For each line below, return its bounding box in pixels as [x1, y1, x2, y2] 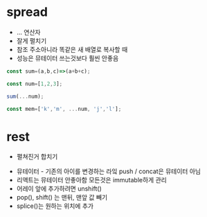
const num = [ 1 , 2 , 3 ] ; [6, 80, 63, 87]
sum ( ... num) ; [6, 93, 44, 100]
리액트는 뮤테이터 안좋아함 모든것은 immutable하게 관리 [16, 176, 167, 184]
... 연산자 [16, 28, 41, 36]
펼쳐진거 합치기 [16, 153, 58, 161]
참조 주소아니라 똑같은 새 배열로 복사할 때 [16, 45, 128, 53]
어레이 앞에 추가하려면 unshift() [16, 184, 102, 193]
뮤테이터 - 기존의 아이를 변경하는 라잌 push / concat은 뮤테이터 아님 [16, 167, 201, 175]
